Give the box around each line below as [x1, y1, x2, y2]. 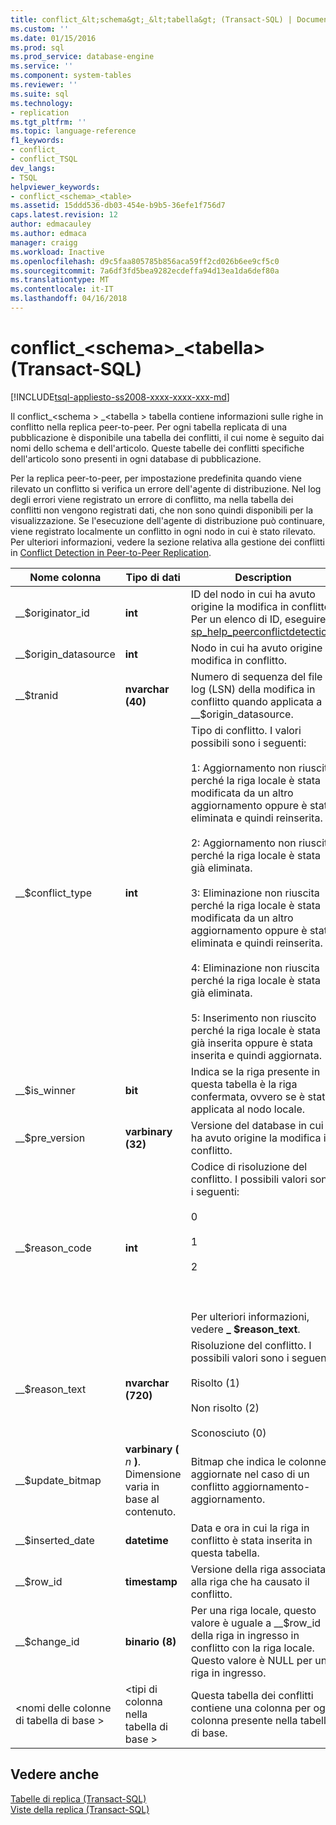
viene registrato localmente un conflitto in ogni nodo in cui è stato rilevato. [10, 525, 317, 537]
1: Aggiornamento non [190, 761, 297, 775]
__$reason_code [15, 1241, 92, 1255]
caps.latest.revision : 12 [10, 210, 118, 220]
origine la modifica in [190, 599, 290, 613]
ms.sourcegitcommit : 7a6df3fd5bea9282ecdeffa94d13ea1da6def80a [10, 266, 280, 276]
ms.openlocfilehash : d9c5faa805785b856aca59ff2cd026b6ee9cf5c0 [10, 256, 280, 266]
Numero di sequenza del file [190, 669, 323, 683]
